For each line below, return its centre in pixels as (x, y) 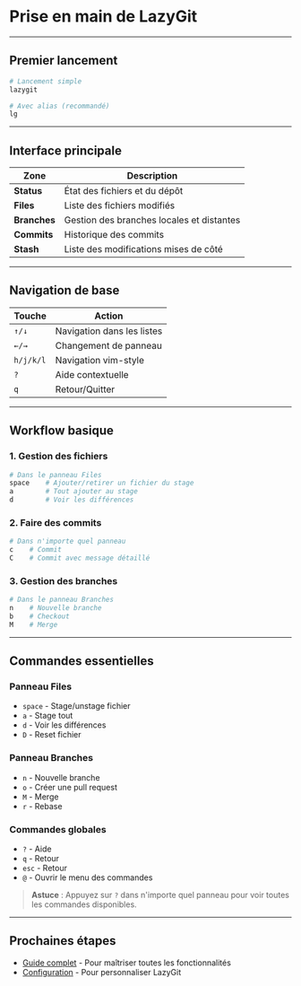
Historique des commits (114, 235)
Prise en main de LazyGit (103, 17)
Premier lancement (64, 61)
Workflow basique (62, 431)
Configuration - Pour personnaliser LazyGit (102, 972)
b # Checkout (39, 616)
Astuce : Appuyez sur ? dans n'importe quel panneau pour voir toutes (160, 895)
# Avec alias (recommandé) (60, 106)
